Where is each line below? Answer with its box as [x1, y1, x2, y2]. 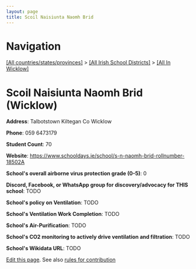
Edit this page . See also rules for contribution [6, 256, 116, 263]
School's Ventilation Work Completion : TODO [6, 211, 120, 218]
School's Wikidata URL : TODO [6, 245, 81, 252]
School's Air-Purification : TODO [6, 222, 87, 229]
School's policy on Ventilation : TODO [6, 199, 99, 206]
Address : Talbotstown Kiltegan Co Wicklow [6, 118, 112, 125]
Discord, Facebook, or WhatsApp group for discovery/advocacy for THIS [6, 181, 188, 189]
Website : [6, 152, 29, 159]
